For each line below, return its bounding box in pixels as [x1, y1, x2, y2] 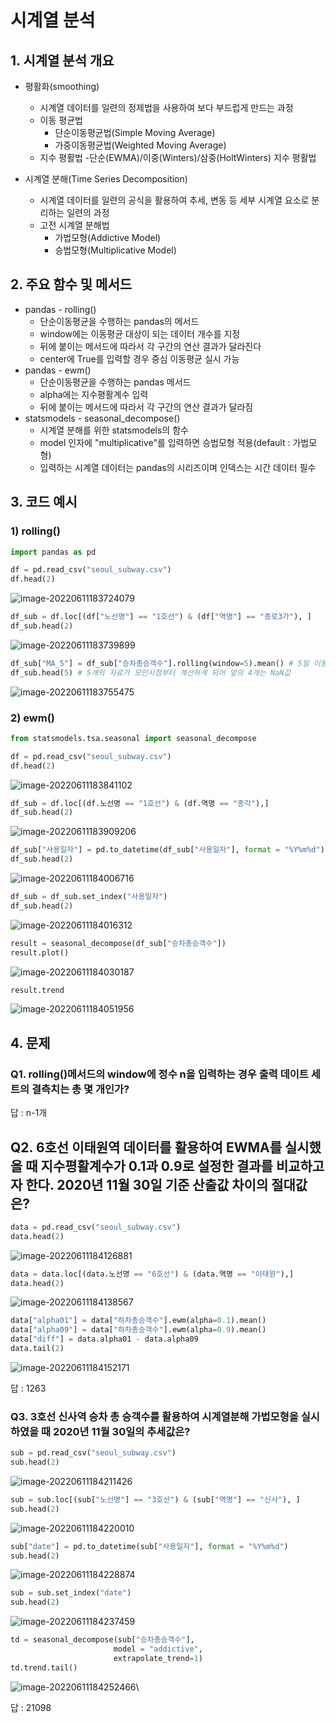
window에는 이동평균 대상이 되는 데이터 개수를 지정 [39, 327, 241, 340]
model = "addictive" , [113, 1644, 203, 1655]
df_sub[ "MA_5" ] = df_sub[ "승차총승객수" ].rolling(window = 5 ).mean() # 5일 [10, 658, 310, 668]
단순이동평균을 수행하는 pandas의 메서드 [39, 315, 200, 327]
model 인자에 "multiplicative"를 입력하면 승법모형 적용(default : [39, 436, 291, 448]
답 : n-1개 [10, 1107, 48, 1119]
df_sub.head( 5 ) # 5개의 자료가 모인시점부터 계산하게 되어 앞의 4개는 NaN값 [10, 667, 292, 678]
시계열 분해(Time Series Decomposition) [24, 173, 188, 185]
